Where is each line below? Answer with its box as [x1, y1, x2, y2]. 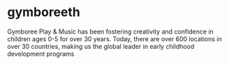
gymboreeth [7, 4, 80, 20]
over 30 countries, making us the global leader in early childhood [7, 42, 195, 50]
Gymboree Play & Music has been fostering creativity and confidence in [7, 27, 214, 36]
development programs [7, 50, 75, 58]
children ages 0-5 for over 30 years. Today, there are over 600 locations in [7, 34, 222, 43]
